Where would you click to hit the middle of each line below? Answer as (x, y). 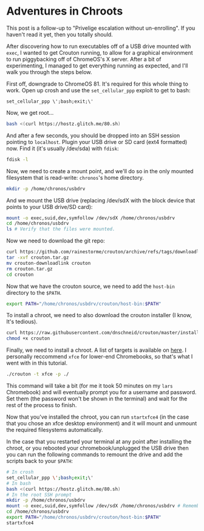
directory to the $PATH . (34, 292)
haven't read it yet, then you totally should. (60, 34)
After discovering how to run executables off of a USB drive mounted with (99, 46)
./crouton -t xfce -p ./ (38, 374)
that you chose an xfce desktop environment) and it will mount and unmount (102, 423)
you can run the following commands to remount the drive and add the (95, 454)
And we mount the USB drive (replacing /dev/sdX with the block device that (101, 200)
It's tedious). (22, 322)
